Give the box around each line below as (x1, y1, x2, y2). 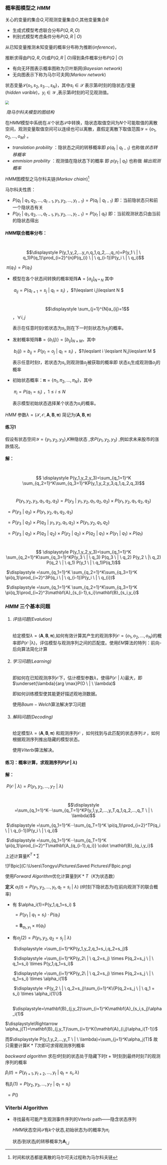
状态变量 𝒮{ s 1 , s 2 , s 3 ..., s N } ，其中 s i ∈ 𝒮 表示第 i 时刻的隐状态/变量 (5, 82, 136, 89)
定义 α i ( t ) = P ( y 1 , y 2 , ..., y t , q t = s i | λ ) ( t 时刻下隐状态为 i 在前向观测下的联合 (5, 884, 154, 891)
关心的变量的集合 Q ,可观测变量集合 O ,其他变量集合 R (5, 16, 109, 23)
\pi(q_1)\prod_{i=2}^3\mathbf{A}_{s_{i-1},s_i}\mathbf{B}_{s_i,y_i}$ (5, 589, 139, 595)
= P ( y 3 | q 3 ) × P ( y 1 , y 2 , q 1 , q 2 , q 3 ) (7, 508, 74, 516)
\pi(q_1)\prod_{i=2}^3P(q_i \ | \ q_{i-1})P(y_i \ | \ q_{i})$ (5, 574, 115, 580)
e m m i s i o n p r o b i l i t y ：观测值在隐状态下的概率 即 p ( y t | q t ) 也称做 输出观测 (12, 158, 161, 165)
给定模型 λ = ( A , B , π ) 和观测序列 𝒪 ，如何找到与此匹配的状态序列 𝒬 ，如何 (12, 730, 160, 736)
